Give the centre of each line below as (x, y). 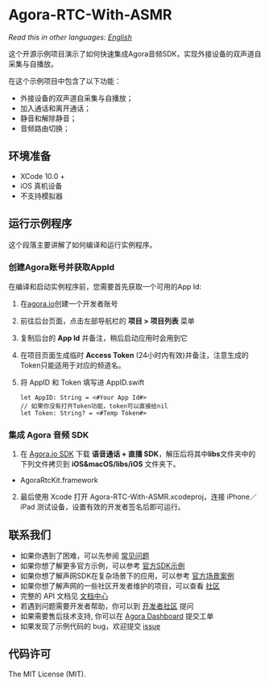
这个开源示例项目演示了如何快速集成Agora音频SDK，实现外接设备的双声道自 (135, 53)
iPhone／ (242, 497)
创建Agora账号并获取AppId (62, 268)
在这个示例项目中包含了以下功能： (65, 81)
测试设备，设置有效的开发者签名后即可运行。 (111, 507)
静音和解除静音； (48, 118)
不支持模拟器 (41, 196)
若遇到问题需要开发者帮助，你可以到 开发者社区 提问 (107, 605)
